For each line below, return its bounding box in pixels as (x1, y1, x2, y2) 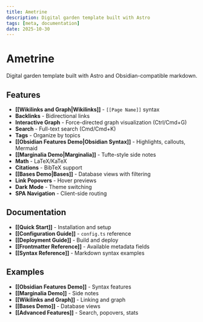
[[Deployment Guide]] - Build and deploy (15, 236, 119, 244)
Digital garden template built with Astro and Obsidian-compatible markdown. (6, 72, 198, 80)
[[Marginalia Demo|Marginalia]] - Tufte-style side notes (15, 151, 156, 158)
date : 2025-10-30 (6, 26, 50, 32)
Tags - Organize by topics (15, 132, 81, 139)
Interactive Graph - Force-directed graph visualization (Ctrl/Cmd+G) (15, 119, 187, 126)
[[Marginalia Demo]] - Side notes (15, 289, 99, 296)
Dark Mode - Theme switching (15, 183, 92, 190)
